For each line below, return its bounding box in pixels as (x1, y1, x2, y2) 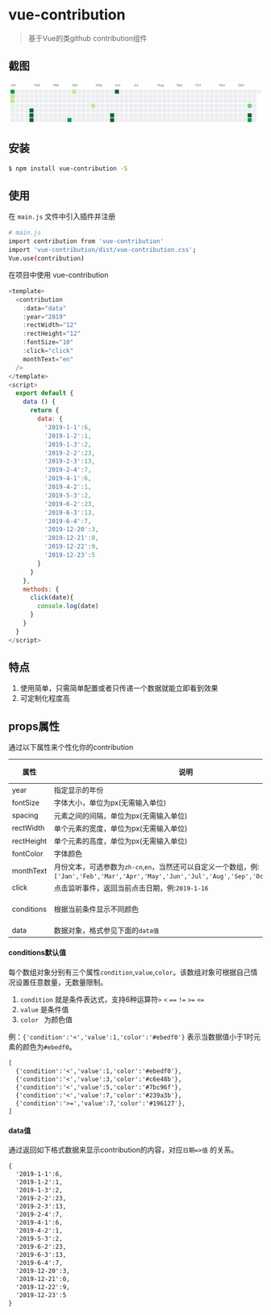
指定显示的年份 (53, 785, 104, 795)
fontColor (11, 848, 44, 858)
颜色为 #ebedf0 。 (22, 1042, 77, 1051)
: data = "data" (23, 304, 67, 312)
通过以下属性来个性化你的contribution (8, 743, 134, 752)
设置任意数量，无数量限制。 (15, 978, 107, 986)
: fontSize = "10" (23, 338, 74, 346)
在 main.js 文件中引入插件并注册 (8, 211, 115, 221)
